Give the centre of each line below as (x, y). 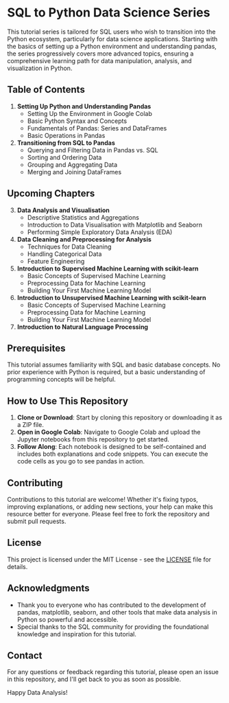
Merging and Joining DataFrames (74, 172)
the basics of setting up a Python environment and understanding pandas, (112, 46)
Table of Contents (46, 90)
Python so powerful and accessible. (68, 619)
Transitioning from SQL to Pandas (66, 143)
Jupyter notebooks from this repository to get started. (93, 439)
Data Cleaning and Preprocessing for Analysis (84, 239)
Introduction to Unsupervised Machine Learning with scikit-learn (111, 297)
